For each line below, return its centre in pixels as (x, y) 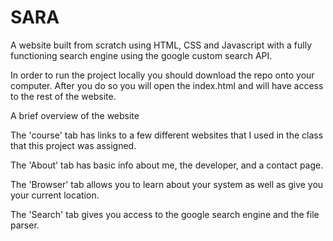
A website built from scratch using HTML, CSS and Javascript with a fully (161, 45)
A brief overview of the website (75, 115)
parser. (25, 225)
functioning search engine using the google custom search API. (141, 55)
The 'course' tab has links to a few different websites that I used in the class (167, 135)
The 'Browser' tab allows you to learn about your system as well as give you (167, 184)
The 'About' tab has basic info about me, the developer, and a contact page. (167, 165)
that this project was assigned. (73, 145)
